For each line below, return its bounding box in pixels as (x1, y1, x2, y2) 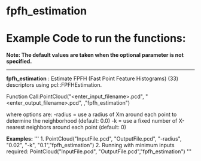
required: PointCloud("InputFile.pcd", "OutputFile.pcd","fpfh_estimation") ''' (6, 148, 192, 155)
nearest (6, 124, 25, 131)
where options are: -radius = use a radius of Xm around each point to (6, 111, 177, 118)
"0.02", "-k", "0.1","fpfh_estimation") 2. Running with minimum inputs (6, 142, 175, 149)
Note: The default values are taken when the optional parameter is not (6, 51, 184, 59)
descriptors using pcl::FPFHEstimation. (6, 81, 102, 89)
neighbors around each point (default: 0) (26, 124, 127, 131)
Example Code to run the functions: (6, 32, 187, 45)
